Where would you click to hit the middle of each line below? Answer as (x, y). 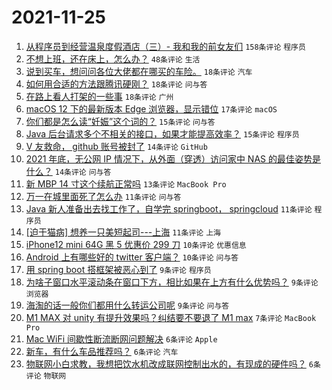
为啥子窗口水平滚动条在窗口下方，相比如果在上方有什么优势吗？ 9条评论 (172, 282)
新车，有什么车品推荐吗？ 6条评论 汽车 (102, 351)
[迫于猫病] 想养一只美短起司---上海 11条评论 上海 (123, 232)
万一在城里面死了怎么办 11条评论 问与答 (103, 196)
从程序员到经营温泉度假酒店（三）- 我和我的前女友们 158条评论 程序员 (165, 46)
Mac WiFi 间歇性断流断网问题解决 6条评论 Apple (121, 338)
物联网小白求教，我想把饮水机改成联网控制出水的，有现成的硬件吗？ (166, 363)
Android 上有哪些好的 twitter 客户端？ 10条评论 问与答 (132, 257)
